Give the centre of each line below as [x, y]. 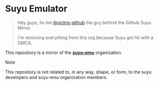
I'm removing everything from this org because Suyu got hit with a [85, 37]
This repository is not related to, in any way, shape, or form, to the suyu [79, 72]
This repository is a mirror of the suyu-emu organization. [64, 52]
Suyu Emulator [36, 9]
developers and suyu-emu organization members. [57, 77]
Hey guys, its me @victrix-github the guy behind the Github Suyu [84, 22]
